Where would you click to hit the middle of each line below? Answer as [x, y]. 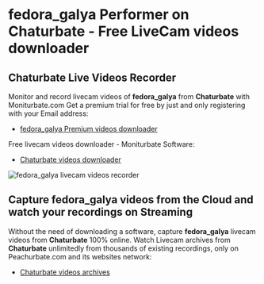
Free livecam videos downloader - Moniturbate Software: [101, 144]
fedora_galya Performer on [99, 15]
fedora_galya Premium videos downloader [88, 129]
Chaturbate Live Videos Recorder [92, 77]
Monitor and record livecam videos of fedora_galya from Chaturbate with [129, 96]
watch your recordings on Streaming [100, 212]
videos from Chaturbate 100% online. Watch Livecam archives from [120, 240]
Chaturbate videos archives [65, 272]
